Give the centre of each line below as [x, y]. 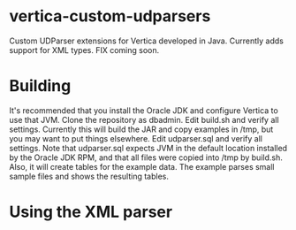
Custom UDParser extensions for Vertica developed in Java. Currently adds [147, 41]
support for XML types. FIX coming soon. [84, 50]
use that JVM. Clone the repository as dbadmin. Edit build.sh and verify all [144, 119]
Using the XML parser [91, 212]
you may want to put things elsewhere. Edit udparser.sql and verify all [136, 138]
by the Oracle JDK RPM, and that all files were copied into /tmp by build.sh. [146, 157]
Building [40, 86]
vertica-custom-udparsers [110, 16]
